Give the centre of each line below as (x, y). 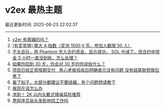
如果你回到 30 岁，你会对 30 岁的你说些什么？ (59, 64)
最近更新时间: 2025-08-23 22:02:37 (41, 24)
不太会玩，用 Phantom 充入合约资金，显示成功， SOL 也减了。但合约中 (84, 51)
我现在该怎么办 (27, 88)
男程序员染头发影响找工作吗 (40, 100)
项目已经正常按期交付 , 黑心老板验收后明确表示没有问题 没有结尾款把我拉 (86, 70)
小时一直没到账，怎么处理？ (50, 58)
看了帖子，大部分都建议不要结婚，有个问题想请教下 (64, 82)
